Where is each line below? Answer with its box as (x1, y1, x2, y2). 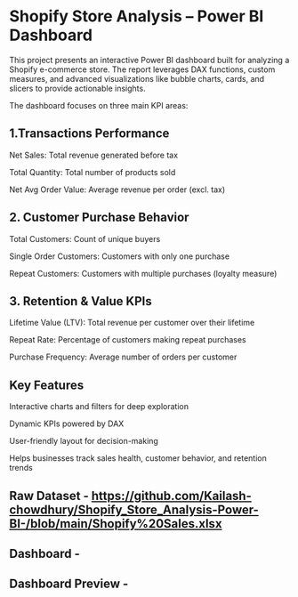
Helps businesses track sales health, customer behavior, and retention (9, 453, 267, 464)
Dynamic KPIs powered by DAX (9, 418, 125, 429)
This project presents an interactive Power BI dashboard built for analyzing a (9, 54, 290, 65)
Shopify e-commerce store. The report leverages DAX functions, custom (9, 64, 276, 75)
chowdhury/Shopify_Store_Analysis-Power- (9, 502, 260, 517)
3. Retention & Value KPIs (9, 294, 153, 309)
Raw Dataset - (9, 488, 89, 504)
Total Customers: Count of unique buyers (9, 233, 161, 244)
